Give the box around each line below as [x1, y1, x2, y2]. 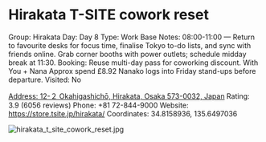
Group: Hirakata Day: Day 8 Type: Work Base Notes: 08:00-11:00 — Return [8, 32, 256, 42]
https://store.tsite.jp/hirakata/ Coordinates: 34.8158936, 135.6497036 [8, 108, 238, 118]
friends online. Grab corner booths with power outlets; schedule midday [8, 49, 247, 59]
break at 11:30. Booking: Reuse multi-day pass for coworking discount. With [8, 58, 259, 67]
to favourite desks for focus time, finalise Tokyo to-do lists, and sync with [8, 40, 252, 50]
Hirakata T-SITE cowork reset [8, 6, 209, 24]
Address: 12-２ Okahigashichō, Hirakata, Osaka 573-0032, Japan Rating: [8, 91, 251, 101]
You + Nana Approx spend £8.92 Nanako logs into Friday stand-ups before [8, 66, 256, 75]
